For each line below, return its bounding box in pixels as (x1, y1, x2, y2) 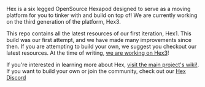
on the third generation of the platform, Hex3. (6, 18, 121, 25)
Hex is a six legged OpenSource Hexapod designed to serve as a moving (6, 5, 191, 12)
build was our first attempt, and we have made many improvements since (6, 37, 192, 43)
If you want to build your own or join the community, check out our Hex (6, 68, 186, 75)
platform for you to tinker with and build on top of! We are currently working (6, 12, 198, 19)
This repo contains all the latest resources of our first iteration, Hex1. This (6, 30, 191, 37)
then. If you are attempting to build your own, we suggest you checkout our (6, 43, 197, 50)
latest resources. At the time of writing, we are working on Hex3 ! (6, 49, 169, 57)
